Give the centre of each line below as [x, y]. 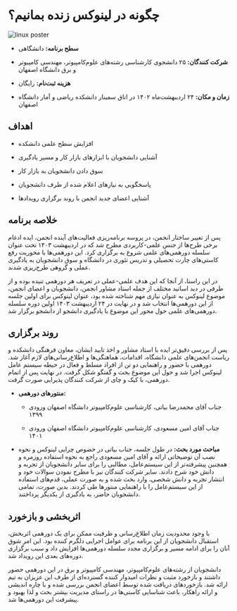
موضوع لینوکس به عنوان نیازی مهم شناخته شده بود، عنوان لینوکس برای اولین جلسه [117, 295]
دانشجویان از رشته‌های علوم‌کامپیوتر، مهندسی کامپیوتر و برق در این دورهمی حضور [115, 569]
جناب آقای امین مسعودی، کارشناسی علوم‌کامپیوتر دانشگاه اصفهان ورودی [124, 428]
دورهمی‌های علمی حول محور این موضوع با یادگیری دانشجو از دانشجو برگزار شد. [113, 311]
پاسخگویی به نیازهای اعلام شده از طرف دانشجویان [84, 184]
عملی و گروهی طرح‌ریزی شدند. [49, 267]
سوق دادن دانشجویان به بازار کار [60, 171]
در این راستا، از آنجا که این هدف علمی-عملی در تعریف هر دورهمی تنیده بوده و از [113, 280]
